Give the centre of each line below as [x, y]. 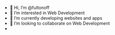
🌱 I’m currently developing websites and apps [56, 18]
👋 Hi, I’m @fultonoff [29, 8]
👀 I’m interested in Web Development [47, 13]
